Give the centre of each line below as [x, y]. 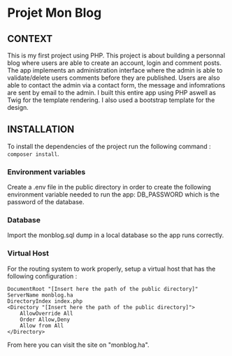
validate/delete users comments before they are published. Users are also [114, 78]
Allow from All [42, 326]
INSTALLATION [41, 130]
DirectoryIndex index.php [45, 301]
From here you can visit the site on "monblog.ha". [78, 345]
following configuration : [42, 276]
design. [18, 107]
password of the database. [46, 202]
